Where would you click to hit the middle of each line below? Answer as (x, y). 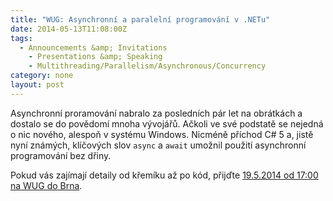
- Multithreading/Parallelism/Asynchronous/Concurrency (147, 66)
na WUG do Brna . (46, 185)
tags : (21, 38)
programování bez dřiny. (61, 155)
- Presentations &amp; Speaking (95, 57)
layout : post (37, 85)
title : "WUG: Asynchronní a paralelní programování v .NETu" (140, 19)
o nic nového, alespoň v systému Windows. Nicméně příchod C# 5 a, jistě (162, 134)
